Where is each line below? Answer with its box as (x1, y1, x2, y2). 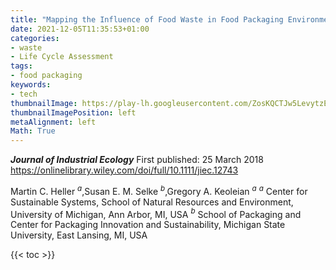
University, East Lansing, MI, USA (10, 229, 148, 241)
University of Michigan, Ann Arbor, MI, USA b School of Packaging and (10, 206, 302, 220)
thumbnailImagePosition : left (10, 107, 137, 118)
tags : (10, 61, 33, 71)
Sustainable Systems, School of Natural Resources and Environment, (10, 196, 294, 208)
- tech (10, 89, 38, 99)
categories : (10, 33, 60, 43)
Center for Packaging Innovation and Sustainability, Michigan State (10, 219, 286, 231)
